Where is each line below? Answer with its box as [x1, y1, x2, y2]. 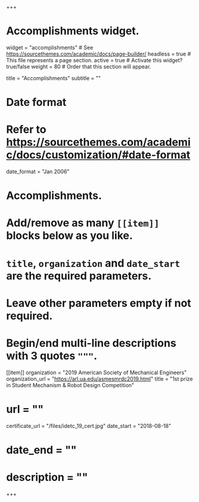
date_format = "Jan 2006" [6, 168, 70, 175]
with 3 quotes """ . [6, 349, 98, 362]
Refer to [6, 123, 46, 136]
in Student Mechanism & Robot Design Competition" [6, 381, 135, 388]
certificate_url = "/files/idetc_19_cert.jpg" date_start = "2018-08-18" [6, 422, 172, 429]
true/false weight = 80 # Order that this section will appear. [6, 63, 151, 70]
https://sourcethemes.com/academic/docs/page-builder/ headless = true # [6, 50, 191, 57]
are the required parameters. [6, 269, 152, 283]
